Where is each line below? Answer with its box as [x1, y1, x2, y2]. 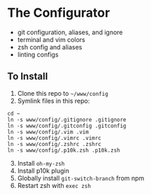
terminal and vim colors [17, 35, 85, 43]
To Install [7, 71, 48, 82]
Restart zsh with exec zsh [17, 181, 91, 189]
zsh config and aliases [17, 43, 82, 51]
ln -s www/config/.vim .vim [7, 128, 89, 136]
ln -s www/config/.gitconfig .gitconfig [7, 122, 127, 129]
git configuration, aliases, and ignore [17, 28, 124, 36]
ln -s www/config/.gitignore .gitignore [7, 116, 127, 123]
